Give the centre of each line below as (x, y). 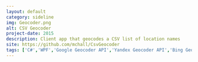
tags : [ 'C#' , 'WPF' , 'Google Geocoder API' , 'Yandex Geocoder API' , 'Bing (95, 50)
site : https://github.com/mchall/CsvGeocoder (63, 45)
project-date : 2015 (30, 34)
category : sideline (30, 17)
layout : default (26, 12)
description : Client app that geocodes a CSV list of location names (93, 39)
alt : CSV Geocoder (29, 28)
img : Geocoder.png (29, 22)
